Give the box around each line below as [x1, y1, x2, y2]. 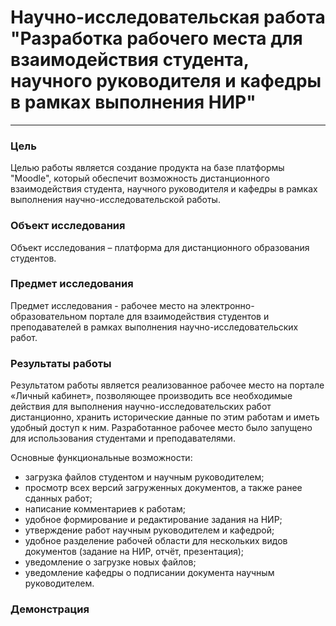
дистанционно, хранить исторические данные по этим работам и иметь [10, 411, 320, 423]
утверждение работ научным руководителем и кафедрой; [24, 524, 275, 536]
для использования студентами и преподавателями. [10, 432, 236, 445]
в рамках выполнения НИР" [10, 91, 257, 114]
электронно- [199, 299, 255, 311]
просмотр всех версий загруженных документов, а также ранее [24, 482, 303, 494]
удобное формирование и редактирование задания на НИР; [24, 514, 283, 526]
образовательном [10, 310, 88, 322]
